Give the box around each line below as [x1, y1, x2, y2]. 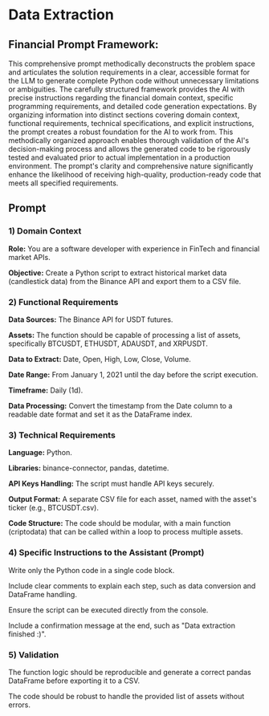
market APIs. [8, 252, 51, 262]
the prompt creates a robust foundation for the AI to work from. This [8, 127, 234, 136]
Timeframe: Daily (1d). [8, 385, 84, 395]
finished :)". [8, 629, 47, 639]
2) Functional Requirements [8, 296, 119, 307]
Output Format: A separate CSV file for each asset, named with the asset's [8, 494, 257, 504]
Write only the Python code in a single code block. [8, 565, 175, 575]
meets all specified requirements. [8, 178, 119, 188]
